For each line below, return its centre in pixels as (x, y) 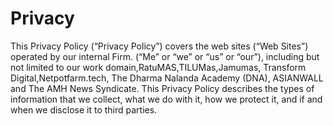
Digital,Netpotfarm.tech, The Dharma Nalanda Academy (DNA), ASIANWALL (167, 78)
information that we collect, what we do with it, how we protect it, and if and (166, 99)
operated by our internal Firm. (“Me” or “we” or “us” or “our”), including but (165, 56)
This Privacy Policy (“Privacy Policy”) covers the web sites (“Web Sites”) (159, 46)
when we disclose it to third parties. (84, 109)
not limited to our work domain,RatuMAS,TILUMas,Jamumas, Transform (158, 67)
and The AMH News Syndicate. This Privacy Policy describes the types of (162, 88)
